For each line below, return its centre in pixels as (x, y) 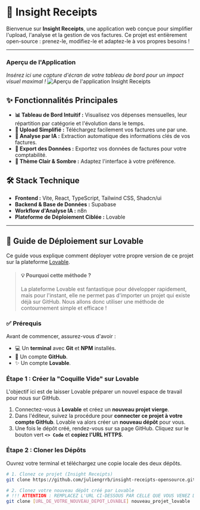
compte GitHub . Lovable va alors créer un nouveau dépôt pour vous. (100, 422)
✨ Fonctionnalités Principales (62, 100)
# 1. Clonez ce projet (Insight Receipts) (60, 474)
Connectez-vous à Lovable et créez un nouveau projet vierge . (92, 410)
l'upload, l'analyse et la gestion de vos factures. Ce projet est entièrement (97, 34)
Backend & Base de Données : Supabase (65, 204)
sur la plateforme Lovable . (38, 262)
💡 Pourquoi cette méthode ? (56, 275)
